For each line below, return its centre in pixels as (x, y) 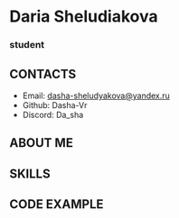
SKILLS (30, 173)
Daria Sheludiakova (84, 17)
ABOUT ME (42, 143)
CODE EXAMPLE (57, 204)
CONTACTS (43, 74)
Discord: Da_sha (53, 114)
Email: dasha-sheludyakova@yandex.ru (96, 95)
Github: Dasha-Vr (55, 104)
